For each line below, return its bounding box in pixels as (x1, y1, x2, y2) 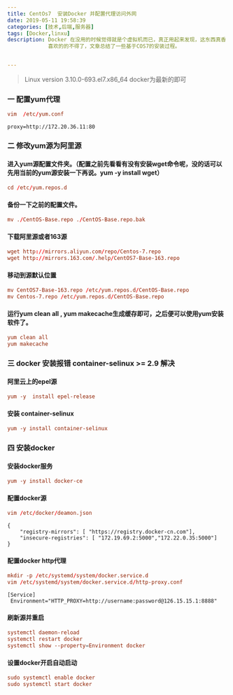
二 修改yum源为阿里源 (7, 141, 82, 151)
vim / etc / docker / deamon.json (7, 509, 92, 517)
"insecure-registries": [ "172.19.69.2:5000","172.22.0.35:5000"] (20, 535, 218, 542)
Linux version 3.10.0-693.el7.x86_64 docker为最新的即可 (24, 75, 187, 83)
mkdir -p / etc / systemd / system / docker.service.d (7, 572, 149, 579)
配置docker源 (7, 493, 47, 502)
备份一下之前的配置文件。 (7, 200, 81, 209)
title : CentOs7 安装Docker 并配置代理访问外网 (7, 10, 137, 18)
